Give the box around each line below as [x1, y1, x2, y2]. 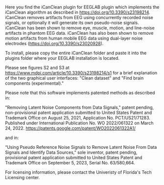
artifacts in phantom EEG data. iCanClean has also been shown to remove [5, 30, 154, 36]
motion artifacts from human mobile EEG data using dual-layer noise [5, 35, 143, 41]
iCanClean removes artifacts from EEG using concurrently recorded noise [5, 15, 153, 20]
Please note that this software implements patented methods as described [5, 90, 155, 95]
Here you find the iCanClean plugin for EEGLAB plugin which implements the [5, 4, 160, 10]
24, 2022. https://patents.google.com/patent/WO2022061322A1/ [5, 125, 136, 131]
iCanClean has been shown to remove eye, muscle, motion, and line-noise [5, 25, 155, 31]
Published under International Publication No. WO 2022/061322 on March [5, 120, 154, 126]
